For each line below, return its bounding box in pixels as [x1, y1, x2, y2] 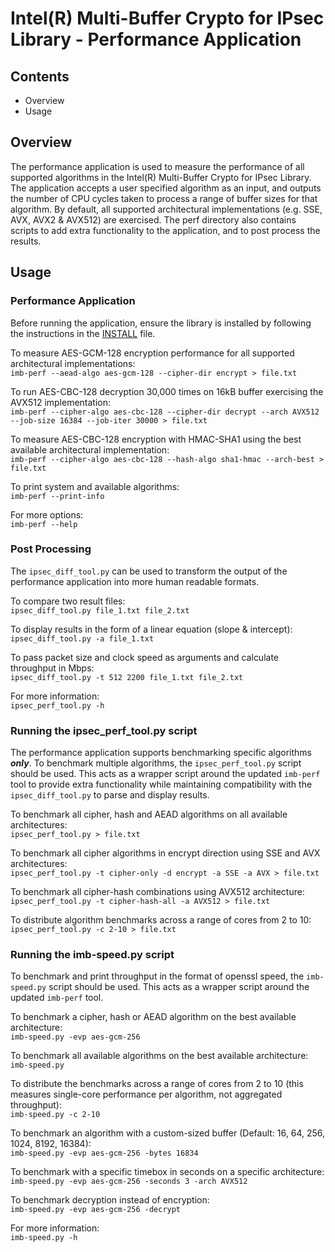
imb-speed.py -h [10, 1233, 78, 1243]
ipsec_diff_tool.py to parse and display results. [10, 789, 210, 801]
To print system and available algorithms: [10, 480, 180, 492]
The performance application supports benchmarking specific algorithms [10, 747, 312, 759]
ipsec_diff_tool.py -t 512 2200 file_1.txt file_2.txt [10, 672, 244, 682]
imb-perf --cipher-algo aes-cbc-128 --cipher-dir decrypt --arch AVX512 [10, 407, 320, 417]
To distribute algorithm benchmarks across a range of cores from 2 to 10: [10, 914, 312, 926]
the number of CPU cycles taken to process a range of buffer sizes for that [10, 192, 318, 204]
